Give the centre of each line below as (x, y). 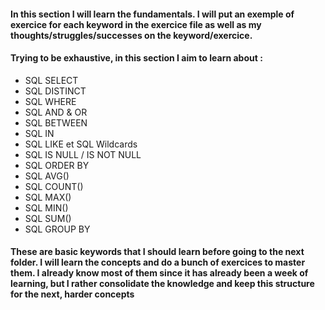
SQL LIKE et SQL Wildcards (81, 144)
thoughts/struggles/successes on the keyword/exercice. (131, 35)
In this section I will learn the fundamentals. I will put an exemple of (152, 14)
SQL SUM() (48, 218)
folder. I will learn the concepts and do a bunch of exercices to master (158, 262)
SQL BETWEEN (56, 122)
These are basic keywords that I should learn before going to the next (157, 252)
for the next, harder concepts (72, 294)
